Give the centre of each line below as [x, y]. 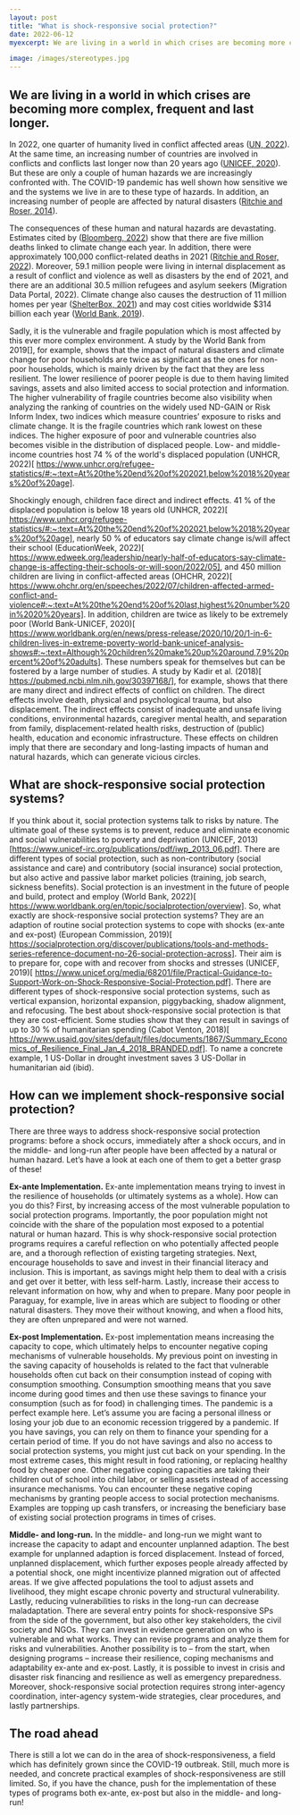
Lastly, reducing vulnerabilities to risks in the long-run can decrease [134, 1600]
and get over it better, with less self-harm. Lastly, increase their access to [144, 1281]
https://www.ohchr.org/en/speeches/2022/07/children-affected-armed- [142, 586]
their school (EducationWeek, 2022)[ [77, 547]
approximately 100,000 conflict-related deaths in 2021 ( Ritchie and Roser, [144, 257]
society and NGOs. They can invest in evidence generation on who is [136, 1629]
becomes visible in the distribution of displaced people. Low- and [129, 444]
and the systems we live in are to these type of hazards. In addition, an [139, 191]
